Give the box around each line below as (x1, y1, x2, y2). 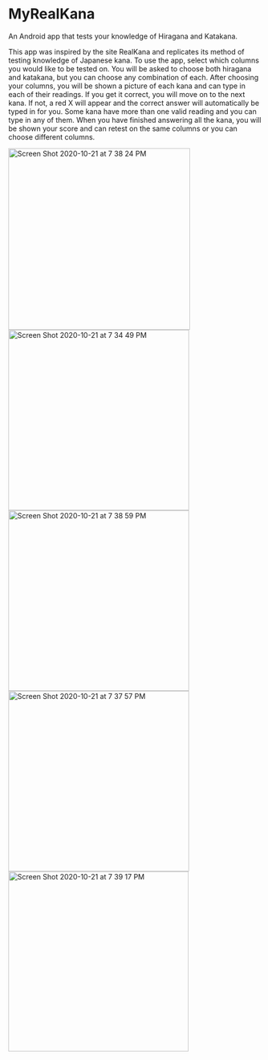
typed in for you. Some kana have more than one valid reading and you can (8, 106, 257, 116)
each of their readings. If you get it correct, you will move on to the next (8, 89, 246, 99)
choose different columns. (8, 132, 95, 141)
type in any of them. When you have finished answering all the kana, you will (8, 115, 262, 124)
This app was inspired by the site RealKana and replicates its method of (8, 47, 245, 56)
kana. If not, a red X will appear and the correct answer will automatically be (8, 98, 260, 108)
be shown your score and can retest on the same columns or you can (8, 124, 238, 133)
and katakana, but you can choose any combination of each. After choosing (8, 72, 259, 82)
